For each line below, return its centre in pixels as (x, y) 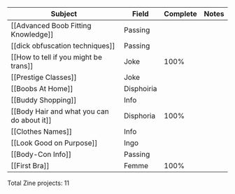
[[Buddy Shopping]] (44, 100)
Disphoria (140, 116)
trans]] (22, 66)
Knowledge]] (32, 34)
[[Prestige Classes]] (44, 77)
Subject (64, 14)
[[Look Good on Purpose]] (54, 143)
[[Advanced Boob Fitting (51, 26)
